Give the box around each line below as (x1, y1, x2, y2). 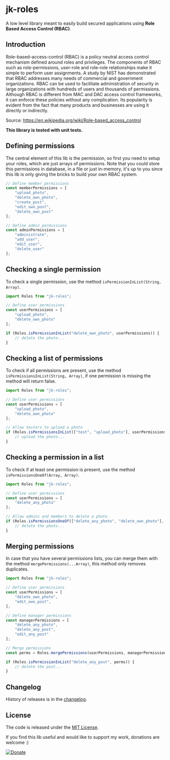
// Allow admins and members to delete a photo (6, 514, 108, 519)
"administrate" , (15, 232, 49, 238)
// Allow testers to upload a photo (6, 425, 83, 430)
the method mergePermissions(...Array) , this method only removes (6, 561, 146, 567)
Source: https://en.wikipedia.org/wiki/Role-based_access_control (6, 117, 141, 123)
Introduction (6, 40, 46, 49)
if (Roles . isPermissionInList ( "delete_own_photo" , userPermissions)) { (6, 330, 159, 336)
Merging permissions (6, 542, 75, 551)
